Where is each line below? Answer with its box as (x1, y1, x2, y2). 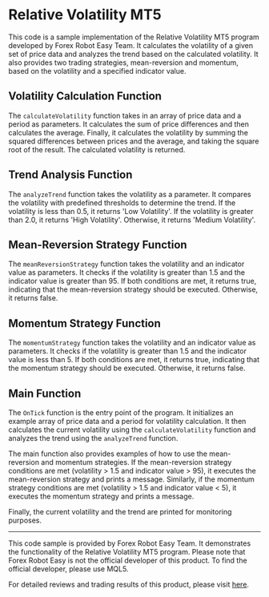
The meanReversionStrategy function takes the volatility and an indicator (8, 259, 245, 269)
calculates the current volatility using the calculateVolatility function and (8, 425, 256, 434)
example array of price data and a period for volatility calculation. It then (8, 417, 247, 426)
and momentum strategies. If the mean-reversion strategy (41, 458, 232, 466)
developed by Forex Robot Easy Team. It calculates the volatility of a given (8, 40, 254, 50)
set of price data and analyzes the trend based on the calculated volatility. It (8, 49, 259, 58)
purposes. (8, 515, 42, 525)
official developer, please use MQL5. (8, 564, 129, 574)
